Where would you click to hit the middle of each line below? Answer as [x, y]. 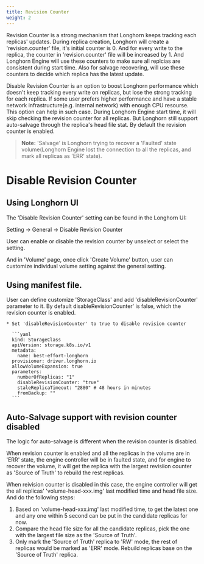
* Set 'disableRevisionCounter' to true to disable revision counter [97, 324]
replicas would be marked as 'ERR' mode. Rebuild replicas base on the [104, 548]
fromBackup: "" [37, 393]
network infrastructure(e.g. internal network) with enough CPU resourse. [97, 105]
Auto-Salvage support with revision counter [92, 417]
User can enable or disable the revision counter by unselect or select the [97, 241]
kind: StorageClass [37, 340]
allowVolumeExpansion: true [47, 366]
